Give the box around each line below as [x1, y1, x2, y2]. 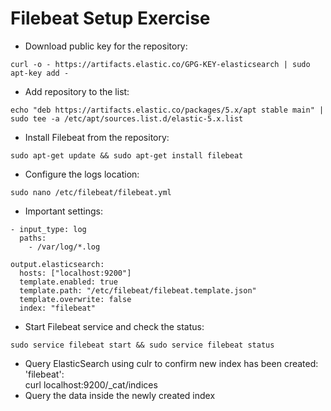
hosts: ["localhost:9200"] [19, 268, 132, 278]
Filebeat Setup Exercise [10, 7, 211, 30]
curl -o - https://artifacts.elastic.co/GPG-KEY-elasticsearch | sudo [10, 59, 311, 69]
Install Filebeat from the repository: [24, 131, 170, 143]
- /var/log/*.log [28, 242, 101, 252]
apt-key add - [10, 68, 70, 78]
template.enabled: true [19, 277, 118, 287]
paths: [19, 233, 47, 243]
